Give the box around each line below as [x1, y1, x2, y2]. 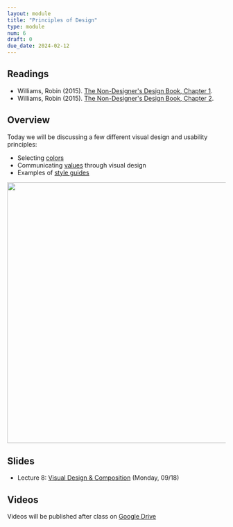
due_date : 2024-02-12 [7, 42, 70, 49]
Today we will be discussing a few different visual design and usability [7, 133, 208, 141]
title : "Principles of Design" [7, 17, 98, 24]
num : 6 [7, 29, 26, 37]
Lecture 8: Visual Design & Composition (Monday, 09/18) [17, 473, 180, 482]
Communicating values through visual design [17, 161, 147, 169]
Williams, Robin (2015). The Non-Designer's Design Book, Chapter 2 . [17, 94, 214, 102]
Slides [7, 455, 35, 467]
